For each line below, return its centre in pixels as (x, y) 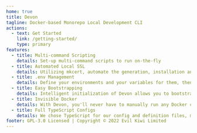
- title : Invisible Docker (44, 99)
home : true (19, 11)
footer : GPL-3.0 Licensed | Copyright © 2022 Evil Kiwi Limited (86, 121)
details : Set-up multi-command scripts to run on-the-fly (89, 61)
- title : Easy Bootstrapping (47, 88)
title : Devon (22, 17)
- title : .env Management (43, 77)
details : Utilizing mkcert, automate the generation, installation (101, 72)
